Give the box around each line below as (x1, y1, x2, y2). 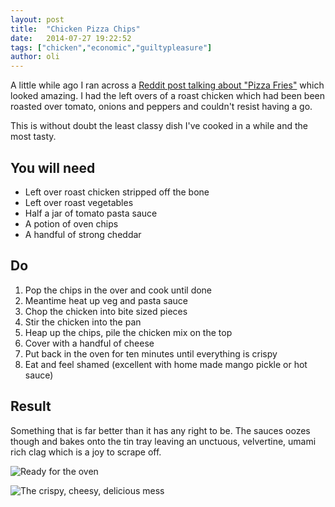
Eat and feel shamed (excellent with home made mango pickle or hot (24, 358, 308, 370)
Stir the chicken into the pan (24, 316, 142, 328)
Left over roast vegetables (24, 196, 134, 208)
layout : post (10, 14, 65, 25)
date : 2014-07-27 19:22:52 (10, 33, 132, 43)
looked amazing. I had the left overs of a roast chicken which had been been (10, 90, 326, 102)
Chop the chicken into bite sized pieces (24, 305, 188, 317)
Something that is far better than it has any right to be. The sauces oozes (10, 424, 311, 436)
